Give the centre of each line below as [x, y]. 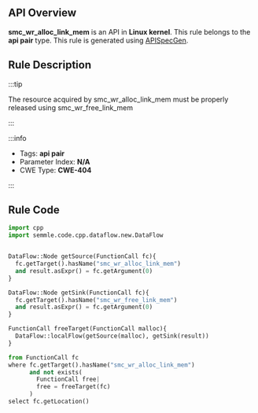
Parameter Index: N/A [55, 161]
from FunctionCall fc [44, 357]
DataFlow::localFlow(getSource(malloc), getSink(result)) [112, 336]
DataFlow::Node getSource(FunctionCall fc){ [82, 256]
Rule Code [34, 210]
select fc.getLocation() [49, 402]
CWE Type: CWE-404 [55, 170]
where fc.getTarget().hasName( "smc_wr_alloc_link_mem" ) [101, 365]
